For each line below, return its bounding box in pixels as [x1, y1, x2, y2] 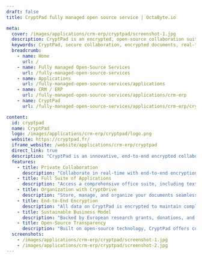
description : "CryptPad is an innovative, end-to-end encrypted [11, 153, 176, 159]
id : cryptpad [11, 119, 44, 126]
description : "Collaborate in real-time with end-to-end [22, 170, 168, 176]
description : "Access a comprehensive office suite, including [22, 181, 185, 187]
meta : [6, 25, 20, 31]
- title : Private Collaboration [17, 164, 98, 170]
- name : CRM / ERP [17, 86, 63, 93]
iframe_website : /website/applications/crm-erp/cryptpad [11, 142, 158, 148]
